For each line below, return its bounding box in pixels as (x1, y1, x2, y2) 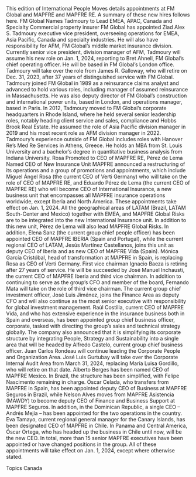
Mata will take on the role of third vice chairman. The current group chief (6, 285, 181, 292)
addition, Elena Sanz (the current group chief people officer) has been (6, 229, 176, 236)
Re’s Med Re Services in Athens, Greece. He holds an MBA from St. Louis (6, 142, 183, 149)
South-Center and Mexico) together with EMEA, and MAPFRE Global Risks (6, 210, 185, 217)
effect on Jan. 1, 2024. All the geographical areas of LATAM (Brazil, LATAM (6, 205, 186, 211)
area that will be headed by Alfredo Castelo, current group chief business (6, 341, 183, 348)
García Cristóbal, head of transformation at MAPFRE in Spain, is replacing (6, 254, 183, 261)
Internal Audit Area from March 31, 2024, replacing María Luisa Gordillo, (6, 360, 180, 367)
